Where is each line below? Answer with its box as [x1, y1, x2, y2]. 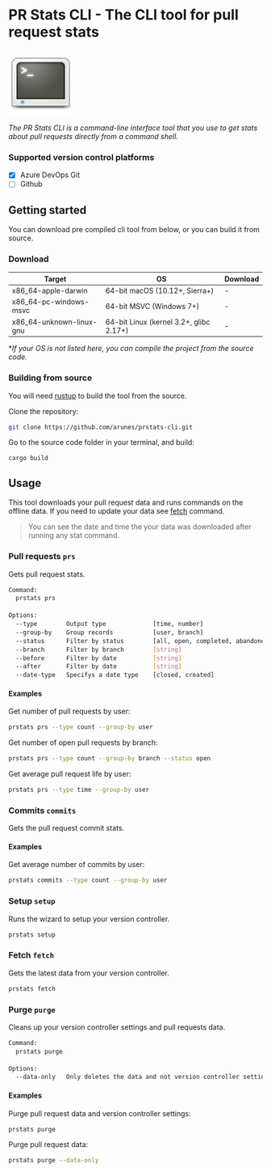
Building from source [8, 372, 93, 383]
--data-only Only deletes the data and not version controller [15, 1073, 240, 1081]
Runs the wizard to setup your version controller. [8, 914, 170, 924]
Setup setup [8, 895, 56, 907]
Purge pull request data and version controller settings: [8, 1108, 191, 1118]
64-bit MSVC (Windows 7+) [105, 301, 200, 311]
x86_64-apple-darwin [11, 286, 88, 296]
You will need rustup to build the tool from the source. [8, 391, 187, 400]
